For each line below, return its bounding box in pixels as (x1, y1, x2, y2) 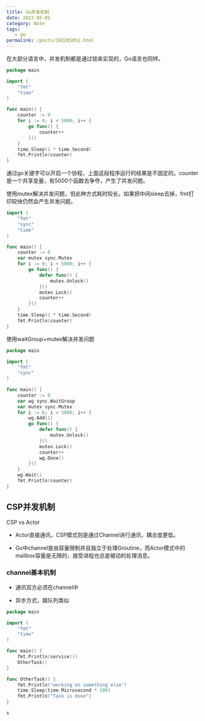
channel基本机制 (6, 569, 56, 577)
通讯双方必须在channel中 (15, 583, 79, 591)
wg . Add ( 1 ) (28, 415, 53, 421)
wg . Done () (39, 455, 64, 461)
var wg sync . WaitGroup (17, 398, 75, 404)
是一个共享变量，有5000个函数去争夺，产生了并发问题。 (6, 177, 149, 184)
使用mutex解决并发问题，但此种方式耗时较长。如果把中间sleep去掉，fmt (6, 190, 189, 198)
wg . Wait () (17, 472, 43, 478)
